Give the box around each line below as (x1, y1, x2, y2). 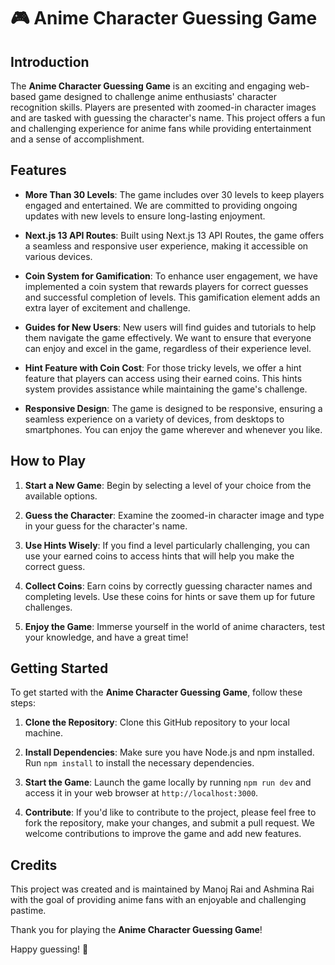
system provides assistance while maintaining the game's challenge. (24, 383, 308, 395)
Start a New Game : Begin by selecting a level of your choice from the (24, 479, 312, 491)
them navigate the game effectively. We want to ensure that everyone (24, 331, 312, 344)
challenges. (24, 601, 73, 613)
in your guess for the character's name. (24, 520, 188, 532)
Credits (10, 856, 58, 874)
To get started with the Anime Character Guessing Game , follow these (10, 686, 303, 699)
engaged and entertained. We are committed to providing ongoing (24, 199, 298, 211)
